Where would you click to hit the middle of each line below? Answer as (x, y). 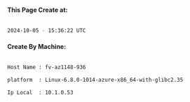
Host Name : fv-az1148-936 (47, 67)
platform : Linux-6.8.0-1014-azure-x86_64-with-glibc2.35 (95, 80)
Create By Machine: (37, 46)
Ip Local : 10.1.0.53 (40, 93)
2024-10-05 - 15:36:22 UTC (47, 31)
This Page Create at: (38, 10)
